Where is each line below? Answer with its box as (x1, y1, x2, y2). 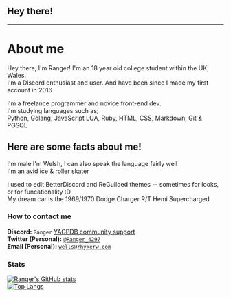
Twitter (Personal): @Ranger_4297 (7, 234, 101, 243)
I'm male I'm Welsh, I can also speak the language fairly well (7, 159, 177, 167)
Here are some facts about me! (7, 141, 142, 153)
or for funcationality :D (7, 187, 71, 196)
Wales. (7, 71, 26, 79)
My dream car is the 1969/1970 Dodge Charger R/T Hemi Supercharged (7, 194, 210, 203)
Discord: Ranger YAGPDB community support (7, 227, 135, 236)
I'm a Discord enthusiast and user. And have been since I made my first (7, 79, 209, 87)
